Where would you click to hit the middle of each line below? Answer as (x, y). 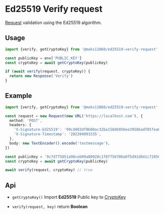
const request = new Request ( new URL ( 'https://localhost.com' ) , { (74, 116)
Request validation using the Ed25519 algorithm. (53, 23)
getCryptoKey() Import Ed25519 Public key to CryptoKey (69, 197)
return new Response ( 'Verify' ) (41, 76)
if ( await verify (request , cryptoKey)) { (48, 71)
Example (19, 96)
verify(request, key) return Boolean (50, 207)
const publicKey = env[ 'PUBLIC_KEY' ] (43, 58)
